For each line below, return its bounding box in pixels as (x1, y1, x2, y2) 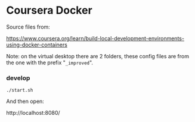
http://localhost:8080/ (6, 110, 61, 117)
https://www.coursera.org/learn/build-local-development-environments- (6, 35, 185, 42)
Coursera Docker (6, 4, 92, 17)
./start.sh (6, 87, 33, 93)
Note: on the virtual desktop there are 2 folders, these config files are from (6, 52, 190, 60)
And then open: (6, 98, 45, 105)
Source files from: (6, 23, 51, 30)
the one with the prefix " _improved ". (6, 59, 94, 66)
